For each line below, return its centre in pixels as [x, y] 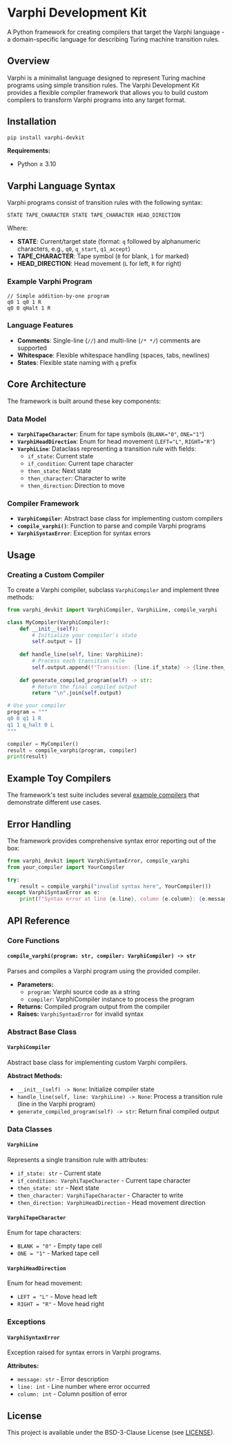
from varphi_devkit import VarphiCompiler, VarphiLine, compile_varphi [112, 610]
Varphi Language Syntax [61, 186]
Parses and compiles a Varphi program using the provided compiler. [104, 971]
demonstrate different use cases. [54, 803]
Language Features [40, 325]
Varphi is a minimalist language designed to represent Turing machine [106, 78]
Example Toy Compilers [59, 778]
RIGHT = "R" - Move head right [61, 1304]
